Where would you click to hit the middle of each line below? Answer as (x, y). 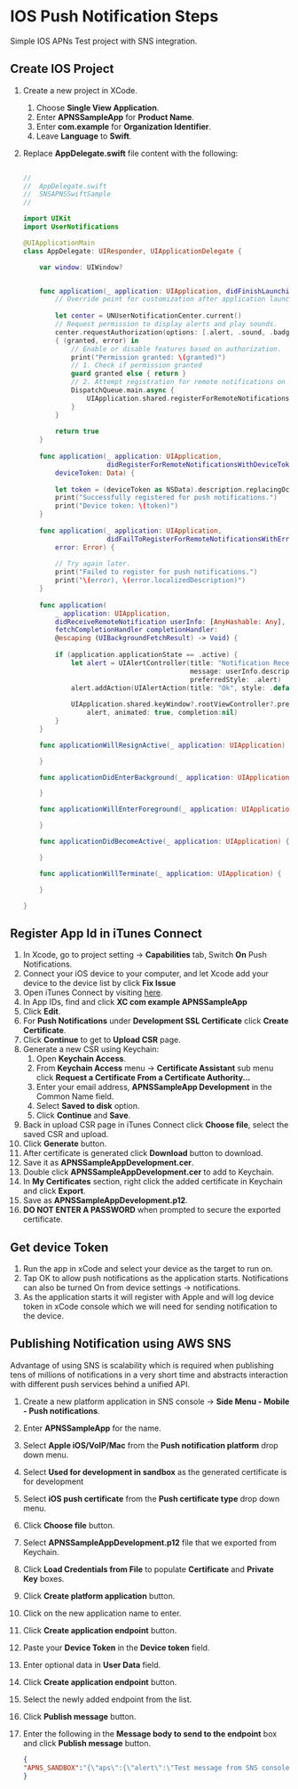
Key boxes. (43, 1578)
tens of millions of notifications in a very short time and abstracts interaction (149, 1375)
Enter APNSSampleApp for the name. (92, 1428)
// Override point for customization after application (161, 300)
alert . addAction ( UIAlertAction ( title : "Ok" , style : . (172, 688)
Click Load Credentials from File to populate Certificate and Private (148, 1569)
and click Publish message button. (87, 1743)
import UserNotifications (71, 227)
